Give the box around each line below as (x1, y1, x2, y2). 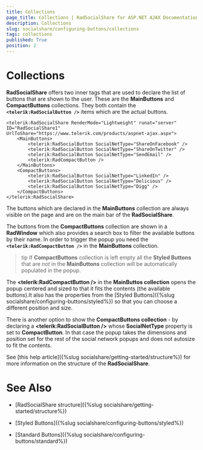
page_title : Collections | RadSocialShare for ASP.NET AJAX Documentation (6, 15, 199, 21)
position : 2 (6, 43, 36, 49)
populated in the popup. (21, 266, 81, 274)
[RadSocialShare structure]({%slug (14, 401, 103, 408)
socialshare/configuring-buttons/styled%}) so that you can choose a (6, 297, 178, 305)
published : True (6, 37, 47, 43)
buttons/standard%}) (14, 437, 68, 445)
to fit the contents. (6, 342, 53, 349)
